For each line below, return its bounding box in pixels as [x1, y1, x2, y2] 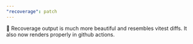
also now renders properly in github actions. [6, 31, 115, 38]
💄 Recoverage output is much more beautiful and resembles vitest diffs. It [6, 25, 187, 32]
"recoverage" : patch [6, 8, 58, 15]
